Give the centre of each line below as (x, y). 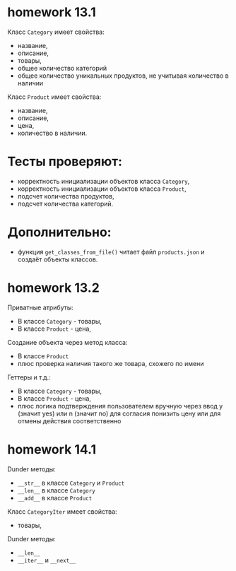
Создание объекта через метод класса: (67, 342)
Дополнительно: (59, 232)
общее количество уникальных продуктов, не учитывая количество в (123, 76)
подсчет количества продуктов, (66, 196)
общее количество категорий (62, 68)
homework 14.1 (52, 449)
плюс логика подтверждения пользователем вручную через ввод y (120, 406)
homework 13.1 (52, 12)
